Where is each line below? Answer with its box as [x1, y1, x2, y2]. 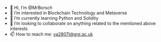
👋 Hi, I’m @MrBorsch [9, 5, 53, 10]
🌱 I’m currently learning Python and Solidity [9, 15, 99, 21]
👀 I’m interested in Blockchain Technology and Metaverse [9, 10, 127, 16]
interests [9, 26, 28, 32]
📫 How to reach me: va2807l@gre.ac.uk [9, 31, 93, 37]
